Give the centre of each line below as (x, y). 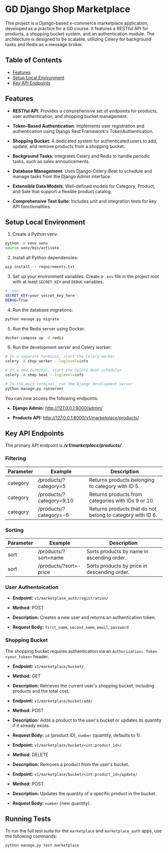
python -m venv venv (27, 243)
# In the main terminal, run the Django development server (69, 384)
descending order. (108, 572)
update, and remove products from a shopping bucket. (69, 146)
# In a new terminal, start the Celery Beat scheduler (63, 370)
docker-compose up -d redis (34, 338)
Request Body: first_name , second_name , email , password (70, 627)
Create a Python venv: (35, 234)
